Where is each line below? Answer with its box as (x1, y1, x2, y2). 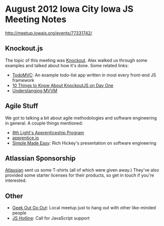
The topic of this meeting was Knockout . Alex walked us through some (5, 57, 148, 63)
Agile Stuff (5, 102, 38, 110)
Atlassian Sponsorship (5, 154, 76, 162)
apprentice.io (12, 135, 39, 141)
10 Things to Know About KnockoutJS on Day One (12, 82, 114, 88)
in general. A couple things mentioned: (5, 120, 83, 126)
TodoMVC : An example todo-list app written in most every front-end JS (12, 72, 156, 78)
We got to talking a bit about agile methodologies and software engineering (5, 115, 157, 121)
